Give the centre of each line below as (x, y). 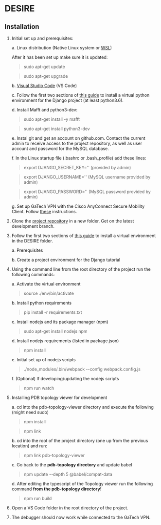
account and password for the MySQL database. (60, 149)
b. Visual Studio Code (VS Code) (44, 86)
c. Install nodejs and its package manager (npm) (60, 322)
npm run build (38, 498)
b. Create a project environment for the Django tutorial (66, 260)
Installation (22, 27)
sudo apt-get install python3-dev (57, 129)
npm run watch (39, 388)
